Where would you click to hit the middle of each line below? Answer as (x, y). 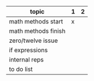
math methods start (36, 21)
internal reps (26, 60)
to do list (21, 69)
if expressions (28, 50)
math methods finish (37, 31)
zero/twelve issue (33, 41)
